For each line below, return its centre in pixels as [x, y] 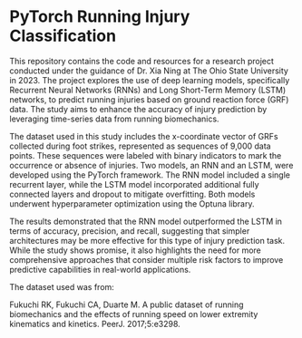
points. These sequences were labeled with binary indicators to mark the [146, 155]
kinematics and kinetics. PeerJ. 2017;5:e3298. [95, 324]
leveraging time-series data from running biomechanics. [114, 119]
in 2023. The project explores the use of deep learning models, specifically [150, 80]
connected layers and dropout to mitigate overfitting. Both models [132, 194]
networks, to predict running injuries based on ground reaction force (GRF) [149, 99]
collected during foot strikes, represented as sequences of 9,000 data [140, 146]
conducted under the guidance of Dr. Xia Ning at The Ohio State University [149, 71]
